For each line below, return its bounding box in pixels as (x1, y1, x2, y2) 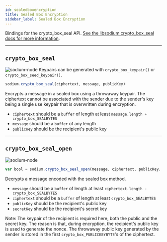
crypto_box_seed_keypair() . (5, 72, 63, 78)
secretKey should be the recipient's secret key (12, 206, 107, 212)
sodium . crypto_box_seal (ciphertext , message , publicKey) (5, 82, 126, 87)
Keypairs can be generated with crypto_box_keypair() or (39, 67, 155, 73)
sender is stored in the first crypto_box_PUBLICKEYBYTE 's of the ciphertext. (5, 231, 155, 237)
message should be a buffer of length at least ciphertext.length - (12, 185, 148, 191)
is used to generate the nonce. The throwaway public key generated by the (5, 226, 159, 232)
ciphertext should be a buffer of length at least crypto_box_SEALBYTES (12, 195, 156, 201)
